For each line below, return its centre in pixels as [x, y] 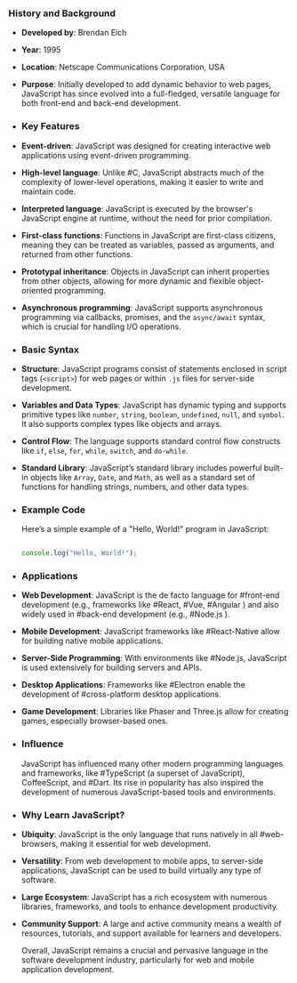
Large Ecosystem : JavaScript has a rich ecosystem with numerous [144, 897]
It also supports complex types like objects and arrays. [121, 423]
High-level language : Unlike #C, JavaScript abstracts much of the [142, 173]
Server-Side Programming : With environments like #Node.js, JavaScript [154, 658]
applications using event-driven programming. [106, 155]
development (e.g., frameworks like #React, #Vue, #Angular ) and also [150, 605]
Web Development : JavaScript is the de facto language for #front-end [150, 595]
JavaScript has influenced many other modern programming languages [152, 763]
